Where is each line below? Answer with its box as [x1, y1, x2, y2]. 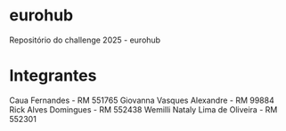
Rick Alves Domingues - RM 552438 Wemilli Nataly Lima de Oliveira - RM [9, 104, 278, 115]
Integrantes [9, 65, 97, 86]
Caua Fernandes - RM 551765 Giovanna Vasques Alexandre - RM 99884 [9, 95, 274, 105]
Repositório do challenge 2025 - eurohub [9, 35, 161, 45]
